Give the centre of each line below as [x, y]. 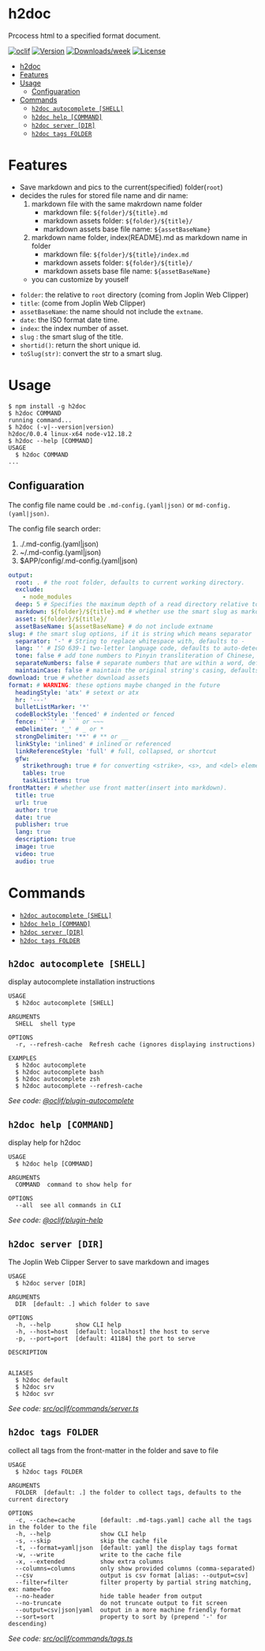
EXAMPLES [22, 1059]
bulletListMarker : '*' [52, 707]
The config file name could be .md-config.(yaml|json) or [101, 505]
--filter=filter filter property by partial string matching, [134, 1582]
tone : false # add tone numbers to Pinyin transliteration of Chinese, [136, 656]
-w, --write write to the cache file [98, 1555]
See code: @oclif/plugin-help [56, 1220]
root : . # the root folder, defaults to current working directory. [130, 582]
